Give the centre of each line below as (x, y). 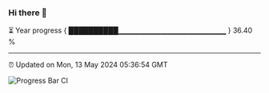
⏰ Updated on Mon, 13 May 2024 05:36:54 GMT (88, 65)
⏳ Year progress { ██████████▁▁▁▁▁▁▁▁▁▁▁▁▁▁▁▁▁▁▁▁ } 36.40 (130, 30)
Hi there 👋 (28, 13)
